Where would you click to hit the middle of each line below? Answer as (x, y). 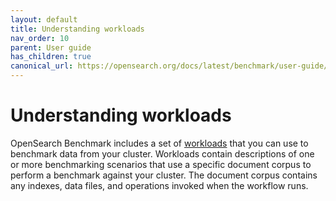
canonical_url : (42, 66)
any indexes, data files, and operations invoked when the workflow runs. (159, 185)
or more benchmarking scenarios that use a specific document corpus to (161, 164)
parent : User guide (51, 47)
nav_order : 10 (40, 38)
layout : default (44, 19)
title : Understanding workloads (77, 29)
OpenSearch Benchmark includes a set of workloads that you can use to (159, 143)
